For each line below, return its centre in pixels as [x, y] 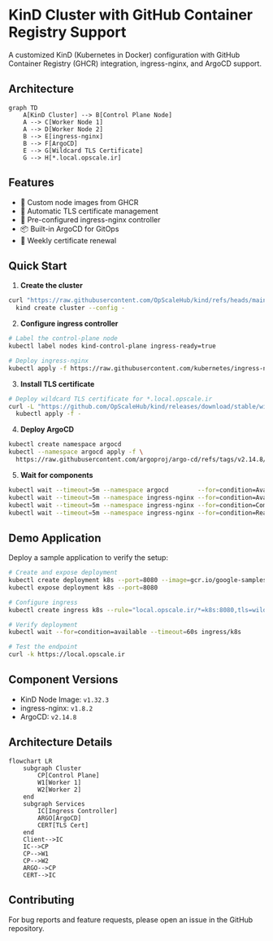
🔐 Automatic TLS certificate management [89, 211]
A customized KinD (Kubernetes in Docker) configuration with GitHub [124, 55]
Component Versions [63, 680]
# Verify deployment [43, 624]
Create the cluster [51, 286]
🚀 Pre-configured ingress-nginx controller [90, 219]
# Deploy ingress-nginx [49, 361]
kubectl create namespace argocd [65, 444]
